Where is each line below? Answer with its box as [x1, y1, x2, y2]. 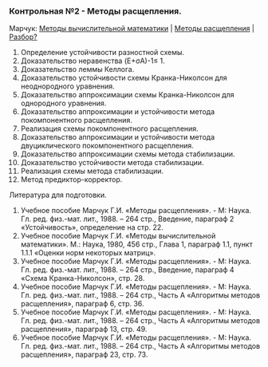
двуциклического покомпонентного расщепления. [20, 141, 194, 151]
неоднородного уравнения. [20, 81, 115, 91]
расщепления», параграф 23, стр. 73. [20, 349, 148, 360]
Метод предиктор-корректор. [20, 175, 123, 184]
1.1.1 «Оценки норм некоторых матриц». [20, 248, 156, 258]
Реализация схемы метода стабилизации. [20, 166, 164, 176]
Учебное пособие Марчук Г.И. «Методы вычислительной [20, 231, 216, 241]
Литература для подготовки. [9, 190, 107, 200]
